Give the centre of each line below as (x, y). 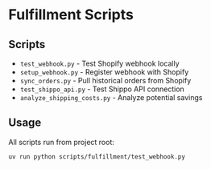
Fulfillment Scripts (71, 15)
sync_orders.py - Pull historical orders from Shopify (105, 80)
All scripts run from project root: (61, 142)
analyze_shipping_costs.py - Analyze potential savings (111, 97)
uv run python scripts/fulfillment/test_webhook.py (97, 157)
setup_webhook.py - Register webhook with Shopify (104, 72)
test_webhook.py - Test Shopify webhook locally (99, 63)
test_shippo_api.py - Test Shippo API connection (102, 89)
